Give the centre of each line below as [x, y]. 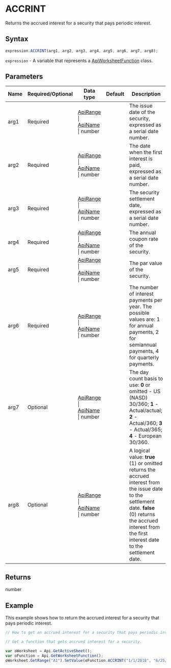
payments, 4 [144, 351]
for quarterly [144, 357]
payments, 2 [144, 332]
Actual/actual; [146, 410]
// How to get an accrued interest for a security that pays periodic [82, 633]
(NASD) [138, 398]
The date [140, 146]
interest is [141, 159]
